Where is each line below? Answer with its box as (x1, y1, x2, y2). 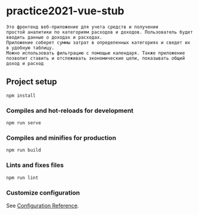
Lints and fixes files (6, 161, 64, 170)
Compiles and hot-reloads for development (6, 106, 134, 115)
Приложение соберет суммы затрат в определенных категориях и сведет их (6, 39, 191, 45)
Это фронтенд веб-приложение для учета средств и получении (6, 24, 159, 30)
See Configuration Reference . (6, 202, 79, 209)
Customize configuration (6, 188, 80, 196)
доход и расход (6, 60, 44, 66)
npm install (6, 93, 36, 99)
